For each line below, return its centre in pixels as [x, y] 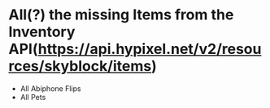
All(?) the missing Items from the [121, 15]
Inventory [42, 32]
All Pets [33, 97]
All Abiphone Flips [50, 88]
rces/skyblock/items [80, 66]
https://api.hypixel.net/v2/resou [150, 49]
